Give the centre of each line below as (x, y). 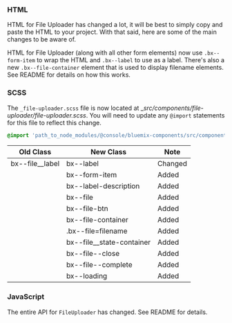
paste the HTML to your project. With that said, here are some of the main (112, 32)
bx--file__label (35, 164)
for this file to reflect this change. (55, 122)
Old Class (35, 152)
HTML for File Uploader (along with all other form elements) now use (105, 53)
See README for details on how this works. (69, 75)
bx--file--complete (99, 265)
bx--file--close (93, 254)
